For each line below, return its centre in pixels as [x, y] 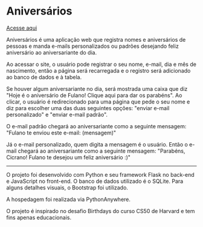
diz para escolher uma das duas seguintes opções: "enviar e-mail [88, 108]
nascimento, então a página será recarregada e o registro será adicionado [98, 70]
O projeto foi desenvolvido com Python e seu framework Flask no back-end [100, 174]
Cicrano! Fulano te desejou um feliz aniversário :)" [69, 157]
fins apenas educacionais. [39, 217]
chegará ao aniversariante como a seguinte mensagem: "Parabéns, [101, 151]
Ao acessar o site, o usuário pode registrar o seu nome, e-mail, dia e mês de [101, 64]
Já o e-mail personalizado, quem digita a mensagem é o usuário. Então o [97, 144]
